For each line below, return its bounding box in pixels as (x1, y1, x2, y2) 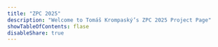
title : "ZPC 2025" (7, 10, 61, 17)
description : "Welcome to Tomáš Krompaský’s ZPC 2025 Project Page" (7, 17, 212, 23)
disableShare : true (7, 29, 64, 37)
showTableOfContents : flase (7, 23, 90, 30)
